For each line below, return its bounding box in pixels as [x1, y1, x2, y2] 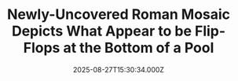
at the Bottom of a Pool [63, 39, 214, 57]
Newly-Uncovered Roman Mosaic [6, 6, 231, 24]
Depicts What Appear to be [11, 22, 192, 40]
